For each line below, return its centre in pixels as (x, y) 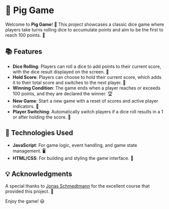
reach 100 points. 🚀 (25, 35)
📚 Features (24, 52)
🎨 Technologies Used (39, 133)
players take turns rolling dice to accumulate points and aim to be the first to (84, 29)
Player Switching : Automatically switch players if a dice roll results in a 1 (88, 111)
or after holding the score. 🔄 (42, 117)
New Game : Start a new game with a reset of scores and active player (85, 101)
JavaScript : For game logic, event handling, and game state (75, 145)
